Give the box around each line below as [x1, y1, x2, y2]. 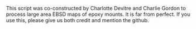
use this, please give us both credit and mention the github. [6, 17, 149, 23]
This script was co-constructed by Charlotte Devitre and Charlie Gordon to [6, 5, 186, 11]
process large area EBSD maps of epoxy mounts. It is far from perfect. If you [6, 11, 191, 18]
